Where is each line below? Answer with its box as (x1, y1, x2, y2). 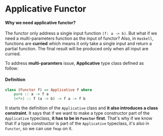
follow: (5, 65, 18, 71)
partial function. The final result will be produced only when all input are (5, 46, 149, 52)
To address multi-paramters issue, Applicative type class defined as (5, 60, 144, 66)
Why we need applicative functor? (5, 19, 76, 25)
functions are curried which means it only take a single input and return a (5, 41, 152, 46)
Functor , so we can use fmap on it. (5, 126, 73, 132)
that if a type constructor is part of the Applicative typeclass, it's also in (5, 121, 149, 126)
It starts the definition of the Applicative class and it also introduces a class (5, 105, 158, 111)
